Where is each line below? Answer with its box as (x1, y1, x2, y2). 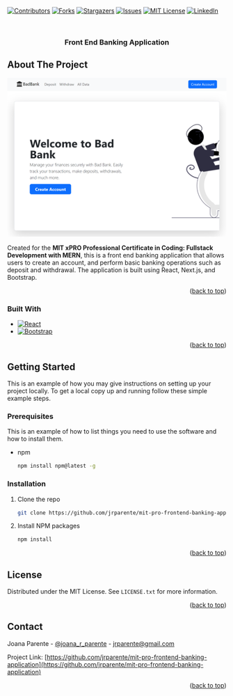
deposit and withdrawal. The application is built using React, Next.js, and (7, 265, 216, 274)
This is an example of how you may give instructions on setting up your (7, 379, 211, 388)
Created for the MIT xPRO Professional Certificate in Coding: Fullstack (7, 244, 214, 252)
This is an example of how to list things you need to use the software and (7, 427, 217, 436)
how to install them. (7, 435, 64, 443)
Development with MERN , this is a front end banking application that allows (7, 251, 225, 259)
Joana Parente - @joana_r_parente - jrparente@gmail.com (7, 639, 175, 647)
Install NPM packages (17, 522, 80, 530)
